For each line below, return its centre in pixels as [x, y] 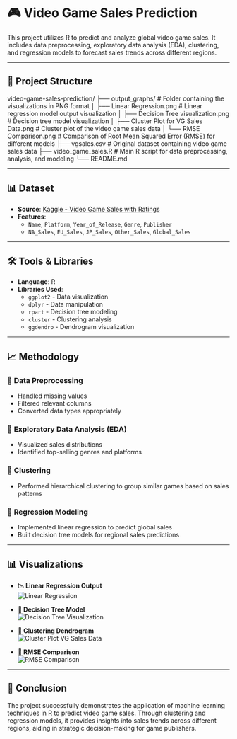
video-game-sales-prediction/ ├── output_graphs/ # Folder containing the [116, 98]
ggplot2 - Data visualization [68, 297]
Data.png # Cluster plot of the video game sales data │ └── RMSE [104, 128]
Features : [32, 217]
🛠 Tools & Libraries [50, 261]
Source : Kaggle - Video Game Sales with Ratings [89, 209]
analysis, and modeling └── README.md [67, 159]
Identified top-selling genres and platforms [80, 452]
